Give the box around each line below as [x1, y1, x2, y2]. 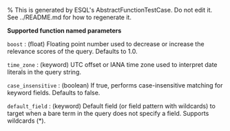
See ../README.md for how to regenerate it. [7, 13, 132, 21]
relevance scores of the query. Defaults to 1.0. [7, 48, 138, 55]
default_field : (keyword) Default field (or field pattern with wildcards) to [7, 102, 216, 110]
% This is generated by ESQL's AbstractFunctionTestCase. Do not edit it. [7, 6, 213, 14]
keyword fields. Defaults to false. [7, 89, 101, 97]
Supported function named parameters [7, 27, 122, 34]
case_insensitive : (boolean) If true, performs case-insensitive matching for [7, 81, 223, 89]
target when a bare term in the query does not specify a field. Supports [7, 110, 209, 117]
